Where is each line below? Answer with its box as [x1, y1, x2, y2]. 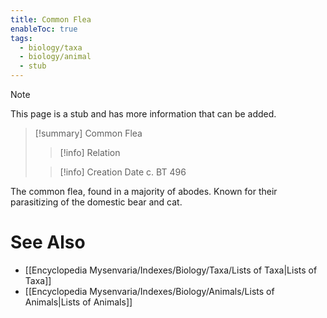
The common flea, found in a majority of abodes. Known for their [10, 186, 278, 197]
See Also [10, 231, 86, 254]
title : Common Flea [10, 14, 92, 25]
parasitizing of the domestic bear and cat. [10, 196, 183, 208]
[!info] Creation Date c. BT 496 [59, 166, 187, 178]
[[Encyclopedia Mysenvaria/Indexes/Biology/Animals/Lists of [24, 285, 275, 297]
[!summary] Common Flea [34, 127, 143, 139]
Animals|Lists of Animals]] [24, 296, 133, 308]
